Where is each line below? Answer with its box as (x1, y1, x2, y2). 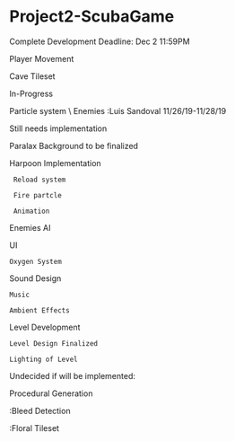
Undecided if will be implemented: (9, 370, 136, 381)
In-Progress (9, 88, 54, 99)
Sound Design (9, 272, 62, 284)
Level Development (9, 322, 81, 332)
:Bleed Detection (9, 405, 71, 416)
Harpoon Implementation (9, 157, 101, 168)
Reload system (13, 175, 66, 184)
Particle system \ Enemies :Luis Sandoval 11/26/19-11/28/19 (9, 105, 227, 116)
